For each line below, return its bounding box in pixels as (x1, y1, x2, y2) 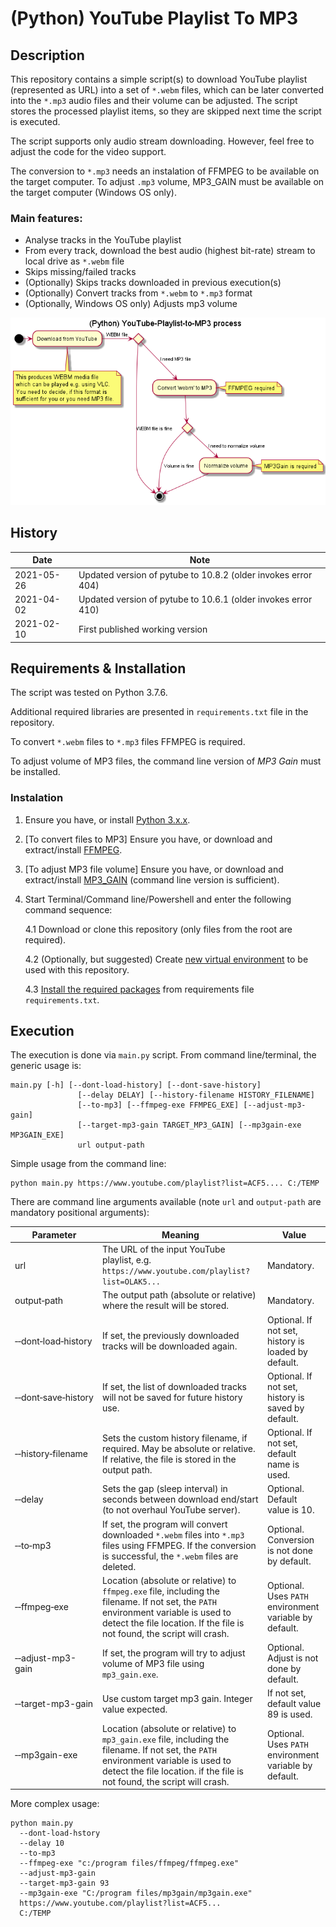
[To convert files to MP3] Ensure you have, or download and (24, 833, 273, 845)
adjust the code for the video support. (10, 146, 167, 157)
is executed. (10, 116, 61, 127)
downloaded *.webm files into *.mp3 (101, 1528, 245, 1541)
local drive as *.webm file (24, 255, 125, 267)
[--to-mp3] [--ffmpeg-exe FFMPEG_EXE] (77, 1100, 240, 1111)
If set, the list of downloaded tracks (101, 1380, 248, 1392)
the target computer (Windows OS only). (10, 187, 177, 198)
